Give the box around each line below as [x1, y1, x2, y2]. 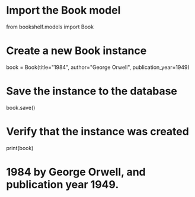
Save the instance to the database [6, 84, 178, 98]
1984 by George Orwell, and [6, 165, 146, 179]
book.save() [6, 104, 36, 111]
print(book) [6, 144, 34, 151]
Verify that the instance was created [6, 125, 190, 138]
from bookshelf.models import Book [6, 23, 94, 30]
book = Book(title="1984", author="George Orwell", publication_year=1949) [6, 63, 190, 71]
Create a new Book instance [6, 44, 147, 58]
